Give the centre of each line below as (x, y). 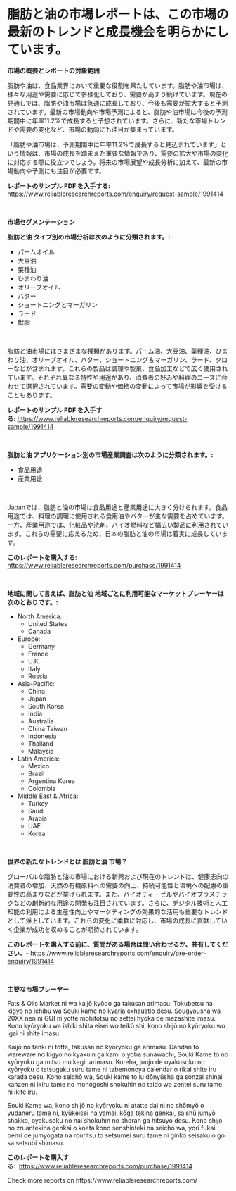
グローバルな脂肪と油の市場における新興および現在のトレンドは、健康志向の (118, 876)
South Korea (46, 706)
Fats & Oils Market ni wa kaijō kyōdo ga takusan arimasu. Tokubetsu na (110, 1003)
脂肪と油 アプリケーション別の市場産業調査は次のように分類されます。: (110, 454)
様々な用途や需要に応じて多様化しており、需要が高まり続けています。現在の (118, 94)
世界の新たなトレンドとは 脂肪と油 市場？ (67, 861)
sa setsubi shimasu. (36, 1142)
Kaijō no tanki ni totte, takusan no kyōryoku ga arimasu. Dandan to (103, 1047)
